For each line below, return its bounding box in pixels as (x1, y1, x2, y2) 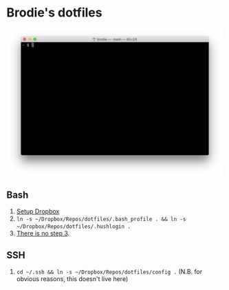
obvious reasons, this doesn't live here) (16, 275, 129, 283)
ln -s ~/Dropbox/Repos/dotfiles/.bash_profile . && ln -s (16, 216, 186, 223)
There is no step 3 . (16, 229, 70, 238)
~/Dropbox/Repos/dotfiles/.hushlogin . (16, 223, 131, 230)
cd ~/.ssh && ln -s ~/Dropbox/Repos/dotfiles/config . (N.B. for (16, 267, 203, 276)
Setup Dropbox (16, 207, 60, 216)
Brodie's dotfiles (6, 5, 102, 21)
